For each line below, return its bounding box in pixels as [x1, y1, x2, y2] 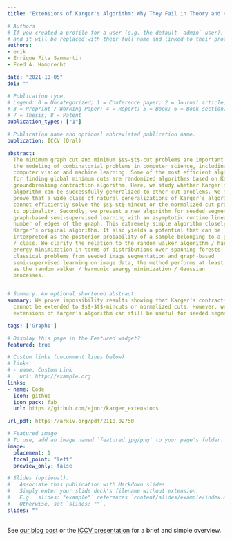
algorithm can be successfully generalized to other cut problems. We [13, 188, 221, 195]
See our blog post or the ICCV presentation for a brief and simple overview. [7, 526, 222, 534]
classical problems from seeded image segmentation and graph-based [13, 253, 215, 259]
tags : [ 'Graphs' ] [7, 322, 57, 329]
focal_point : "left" [13, 456, 72, 463]
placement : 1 [13, 449, 51, 457]
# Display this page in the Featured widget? [7, 335, 140, 342]
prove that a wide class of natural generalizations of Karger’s [13, 194, 206, 201]
